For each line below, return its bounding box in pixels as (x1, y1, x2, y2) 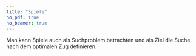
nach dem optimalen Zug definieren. (6, 43, 97, 50)
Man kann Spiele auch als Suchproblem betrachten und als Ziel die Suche (6, 37, 191, 44)
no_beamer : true (6, 20, 47, 26)
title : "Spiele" (6, 8, 47, 15)
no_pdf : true (6, 14, 39, 20)
